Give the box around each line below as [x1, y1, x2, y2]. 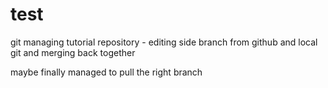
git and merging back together [10, 46, 136, 58]
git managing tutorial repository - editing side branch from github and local [10, 36, 318, 48]
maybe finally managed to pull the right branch [10, 66, 203, 78]
